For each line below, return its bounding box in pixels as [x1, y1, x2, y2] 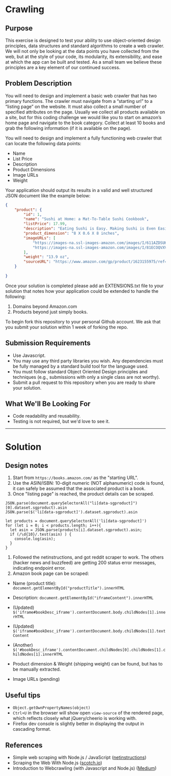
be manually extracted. [12, 666, 61, 673]
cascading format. [12, 726, 51, 732]
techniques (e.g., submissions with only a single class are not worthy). [12, 374, 160, 380]
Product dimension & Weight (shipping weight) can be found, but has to [12, 661, 163, 667]
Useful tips [5, 691, 41, 700]
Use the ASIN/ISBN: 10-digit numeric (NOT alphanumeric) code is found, [12, 480, 164, 486]
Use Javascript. [12, 352, 46, 358]
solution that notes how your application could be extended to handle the [5, 288, 159, 294]
